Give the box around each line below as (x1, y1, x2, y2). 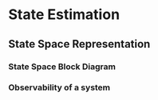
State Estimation (8, 6, 120, 24)
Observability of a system (8, 82, 111, 93)
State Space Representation (8, 37, 151, 51)
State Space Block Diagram (8, 61, 116, 72)
